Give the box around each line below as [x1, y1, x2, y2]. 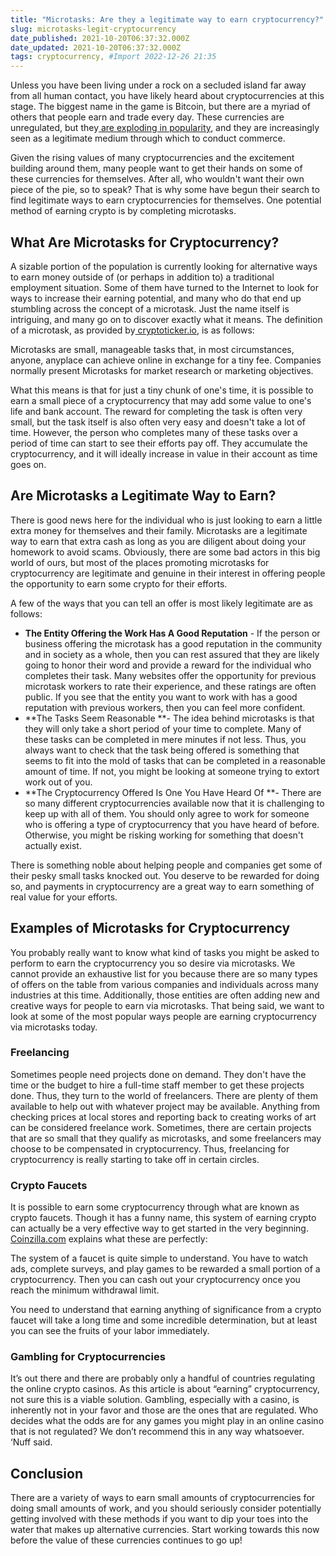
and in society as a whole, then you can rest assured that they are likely [24, 648, 320, 660]
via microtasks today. [10, 1021, 98, 1033]
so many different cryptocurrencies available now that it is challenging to [24, 797, 325, 809]
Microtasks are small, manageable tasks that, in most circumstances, [10, 343, 295, 355]
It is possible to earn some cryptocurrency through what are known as [10, 1201, 300, 1213]
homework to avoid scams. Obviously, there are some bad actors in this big [10, 546, 321, 558]
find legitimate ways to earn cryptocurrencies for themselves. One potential [10, 194, 322, 206]
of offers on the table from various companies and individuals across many [10, 978, 319, 990]
